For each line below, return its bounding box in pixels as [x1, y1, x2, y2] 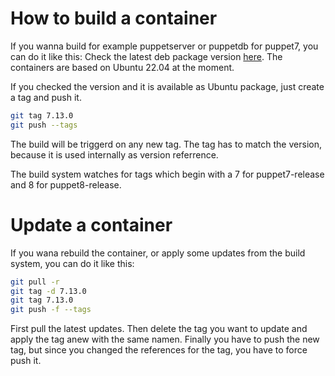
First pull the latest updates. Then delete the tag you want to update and [10, 323, 308, 335]
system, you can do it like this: [10, 257, 135, 269]
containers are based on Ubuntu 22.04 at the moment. [10, 61, 235, 73]
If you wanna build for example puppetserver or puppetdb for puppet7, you [10, 40, 319, 52]
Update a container [10, 213, 173, 236]
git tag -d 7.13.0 [10, 286, 87, 296]
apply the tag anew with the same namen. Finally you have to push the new [10, 333, 320, 346]
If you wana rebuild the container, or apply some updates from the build [10, 247, 306, 259]
